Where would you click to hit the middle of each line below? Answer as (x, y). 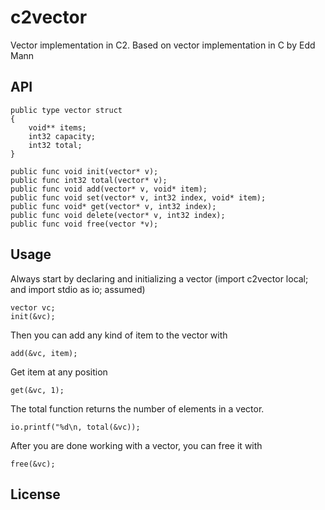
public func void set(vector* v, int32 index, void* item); (138, 197)
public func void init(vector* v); (84, 171)
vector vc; (33, 307)
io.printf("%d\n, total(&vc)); (75, 427)
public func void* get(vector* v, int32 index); (113, 206)
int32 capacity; (62, 136)
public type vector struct (66, 110)
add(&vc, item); (44, 353)
